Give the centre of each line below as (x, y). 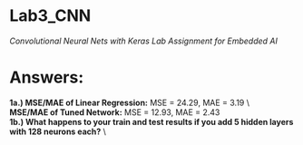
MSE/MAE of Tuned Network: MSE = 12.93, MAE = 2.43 (115, 112)
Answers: (47, 77)
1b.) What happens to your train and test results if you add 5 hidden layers (151, 121)
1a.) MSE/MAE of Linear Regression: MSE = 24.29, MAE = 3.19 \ (130, 102)
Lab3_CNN (50, 16)
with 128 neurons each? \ (58, 131)
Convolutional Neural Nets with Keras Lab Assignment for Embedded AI (144, 41)
